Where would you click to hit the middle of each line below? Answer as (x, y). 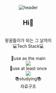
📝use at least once (28, 68)
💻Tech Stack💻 (28, 46)
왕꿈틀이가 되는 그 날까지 (28, 40)
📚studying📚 (28, 78)
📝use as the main (28, 58)
